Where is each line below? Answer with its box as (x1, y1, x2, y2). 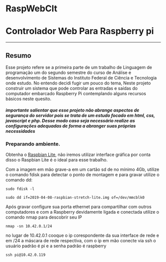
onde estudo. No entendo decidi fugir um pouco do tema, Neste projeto (5, 80, 151, 86)
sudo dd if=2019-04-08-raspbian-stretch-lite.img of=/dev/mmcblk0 (5, 195, 145, 200)
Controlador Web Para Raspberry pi (5, 26, 154, 37)
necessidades (5, 128, 35, 134)
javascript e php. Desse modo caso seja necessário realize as (5, 117, 135, 123)
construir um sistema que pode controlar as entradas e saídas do (5, 85, 138, 91)
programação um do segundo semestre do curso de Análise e (5, 70, 132, 75)
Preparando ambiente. (5, 140, 61, 147)
